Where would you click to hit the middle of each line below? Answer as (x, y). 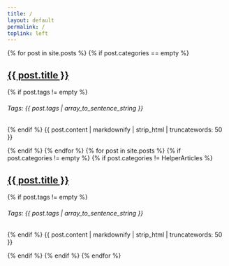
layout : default (31, 20)
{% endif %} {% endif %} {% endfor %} (64, 255)
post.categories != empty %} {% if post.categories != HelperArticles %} (110, 158)
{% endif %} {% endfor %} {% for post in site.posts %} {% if (94, 150)
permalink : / (26, 27)
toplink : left (28, 33)
